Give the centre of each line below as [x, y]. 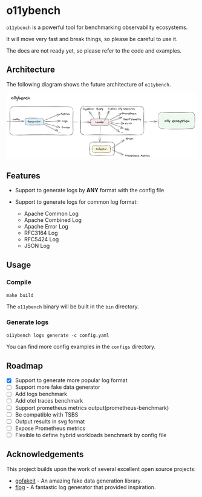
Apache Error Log [46, 227]
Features [23, 176]
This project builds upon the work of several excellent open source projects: [101, 469]
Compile [19, 282]
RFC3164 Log [41, 233]
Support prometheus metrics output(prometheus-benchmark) [92, 408]
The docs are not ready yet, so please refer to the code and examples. [94, 50]
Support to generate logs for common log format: [76, 202]
